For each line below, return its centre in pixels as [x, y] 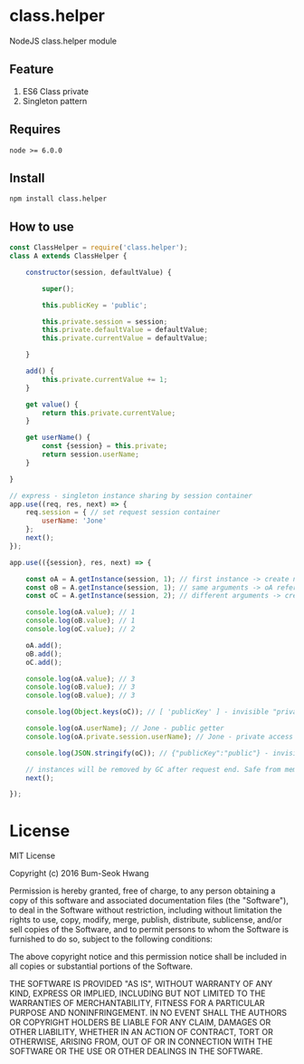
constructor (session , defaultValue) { [99, 272]
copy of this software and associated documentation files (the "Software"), [149, 901]
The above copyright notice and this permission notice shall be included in [148, 957]
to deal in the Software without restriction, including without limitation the [146, 910]
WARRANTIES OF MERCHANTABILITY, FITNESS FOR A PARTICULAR [137, 1003]
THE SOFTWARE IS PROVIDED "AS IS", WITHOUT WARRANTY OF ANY [141, 984]
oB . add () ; [44, 654]
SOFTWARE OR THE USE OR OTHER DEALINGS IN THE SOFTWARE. [136, 1051]
